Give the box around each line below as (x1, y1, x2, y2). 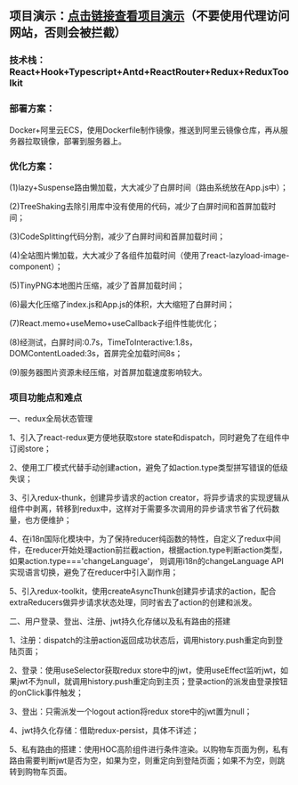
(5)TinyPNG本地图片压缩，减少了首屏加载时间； (9, 280, 185, 290)
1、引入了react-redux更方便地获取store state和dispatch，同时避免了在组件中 (9, 432, 290, 443)
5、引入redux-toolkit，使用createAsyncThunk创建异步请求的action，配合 (9, 586, 277, 597)
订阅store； (9, 444, 52, 454)
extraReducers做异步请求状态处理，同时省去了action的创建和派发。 (9, 597, 257, 608)
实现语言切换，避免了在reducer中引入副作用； (9, 567, 179, 577)
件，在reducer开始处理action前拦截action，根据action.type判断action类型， (9, 544, 287, 555)
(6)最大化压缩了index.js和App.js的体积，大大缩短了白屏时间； (9, 298, 236, 309)
